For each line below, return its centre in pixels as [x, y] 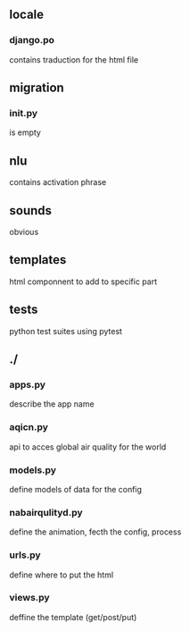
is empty [25, 132]
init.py [24, 113]
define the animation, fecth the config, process [95, 532]
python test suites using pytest [66, 331]
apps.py [28, 384]
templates [38, 260]
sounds [30, 210]
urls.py [25, 555]
